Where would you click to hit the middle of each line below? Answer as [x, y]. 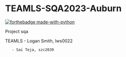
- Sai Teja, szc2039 [33, 50]
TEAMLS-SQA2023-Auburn [63, 9]
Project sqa [17, 31]
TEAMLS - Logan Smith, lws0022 [39, 41]
